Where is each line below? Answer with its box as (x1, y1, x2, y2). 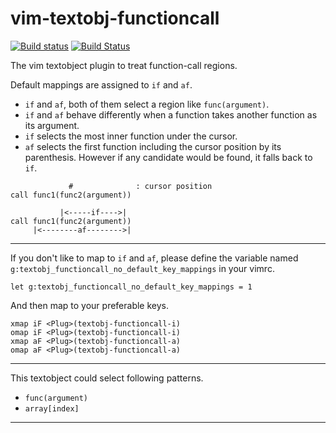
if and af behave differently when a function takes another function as (24, 108, 318, 121)
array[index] (24, 403, 80, 414)
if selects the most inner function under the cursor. (24, 130, 238, 142)
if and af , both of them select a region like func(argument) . (24, 98, 270, 110)
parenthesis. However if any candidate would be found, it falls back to (24, 151, 313, 163)
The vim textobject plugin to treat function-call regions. (10, 59, 238, 71)
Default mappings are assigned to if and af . (10, 78, 193, 91)
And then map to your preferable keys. (10, 299, 170, 311)
